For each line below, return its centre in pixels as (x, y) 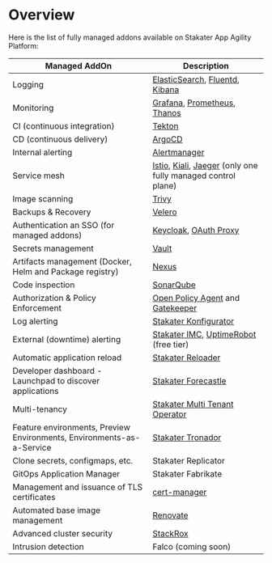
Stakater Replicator (189, 460)
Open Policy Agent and (196, 298)
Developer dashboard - (57, 370)
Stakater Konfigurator (193, 321)
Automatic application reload (67, 358)
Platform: (23, 45)
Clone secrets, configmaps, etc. (73, 460)
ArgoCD (168, 139)
